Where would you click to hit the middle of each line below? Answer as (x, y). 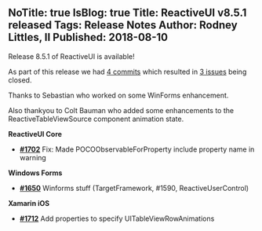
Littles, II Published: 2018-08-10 (88, 37)
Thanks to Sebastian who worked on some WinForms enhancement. (118, 95)
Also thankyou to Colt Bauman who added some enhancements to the (121, 110)
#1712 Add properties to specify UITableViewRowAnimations (117, 218)
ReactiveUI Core (35, 134)
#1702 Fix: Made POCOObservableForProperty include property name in (137, 149)
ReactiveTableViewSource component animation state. (96, 119)
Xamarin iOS (29, 203)
